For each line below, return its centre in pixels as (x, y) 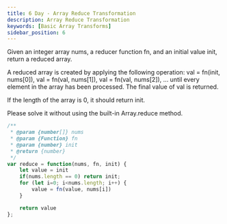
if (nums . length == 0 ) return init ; (70, 177)
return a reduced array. (40, 59)
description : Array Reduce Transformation (68, 20)
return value (38, 208)
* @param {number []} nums (47, 132)
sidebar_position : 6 (37, 32)
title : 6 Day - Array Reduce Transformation (71, 13)
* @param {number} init (44, 145)
